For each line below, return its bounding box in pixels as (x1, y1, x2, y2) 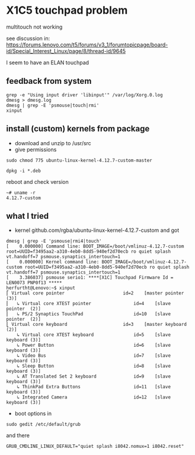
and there (6, 432, 30, 439)
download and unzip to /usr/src (14, 139, 92, 146)
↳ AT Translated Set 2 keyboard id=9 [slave (17, 374, 171, 379)
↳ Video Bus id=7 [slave (17, 353, 171, 359)
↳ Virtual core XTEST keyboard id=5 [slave (17, 332, 171, 338)
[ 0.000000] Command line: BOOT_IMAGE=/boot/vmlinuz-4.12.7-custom (6, 243, 184, 250)
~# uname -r (6, 190, 36, 196)
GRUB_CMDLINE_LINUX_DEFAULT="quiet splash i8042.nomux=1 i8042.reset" (6, 444, 184, 450)
